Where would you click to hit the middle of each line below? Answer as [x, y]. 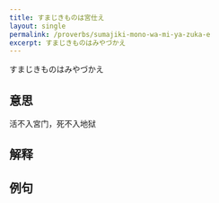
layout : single [38, 26]
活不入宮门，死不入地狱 [53, 124]
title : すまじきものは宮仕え [57, 18]
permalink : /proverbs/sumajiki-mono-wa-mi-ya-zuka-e [110, 34]
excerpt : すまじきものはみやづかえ [68, 43]
